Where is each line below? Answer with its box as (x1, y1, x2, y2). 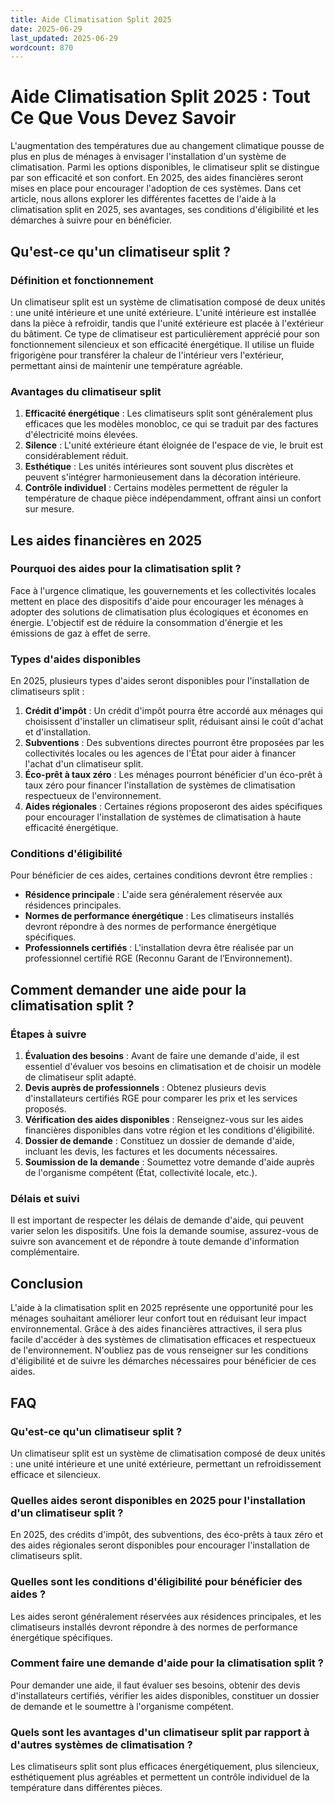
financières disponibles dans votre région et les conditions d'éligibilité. (24, 1124, 315, 1136)
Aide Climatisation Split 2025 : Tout (10, 86, 311, 108)
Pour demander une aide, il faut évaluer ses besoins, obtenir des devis (10, 1679, 301, 1691)
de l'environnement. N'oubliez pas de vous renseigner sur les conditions (10, 1344, 309, 1356)
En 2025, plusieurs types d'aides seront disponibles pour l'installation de (10, 675, 310, 687)
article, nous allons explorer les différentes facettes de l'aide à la (10, 193, 277, 205)
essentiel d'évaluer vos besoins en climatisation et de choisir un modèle (24, 1061, 322, 1073)
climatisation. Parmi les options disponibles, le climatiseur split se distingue (10, 161, 320, 173)
